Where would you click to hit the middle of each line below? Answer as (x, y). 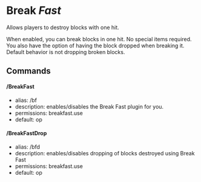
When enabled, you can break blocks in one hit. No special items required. (99, 39)
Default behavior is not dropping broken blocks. (66, 52)
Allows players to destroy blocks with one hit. (63, 27)
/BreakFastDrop (27, 133)
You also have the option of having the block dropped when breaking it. (95, 45)
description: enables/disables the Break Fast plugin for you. (89, 106)
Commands (29, 71)
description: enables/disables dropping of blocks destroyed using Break (105, 153)
